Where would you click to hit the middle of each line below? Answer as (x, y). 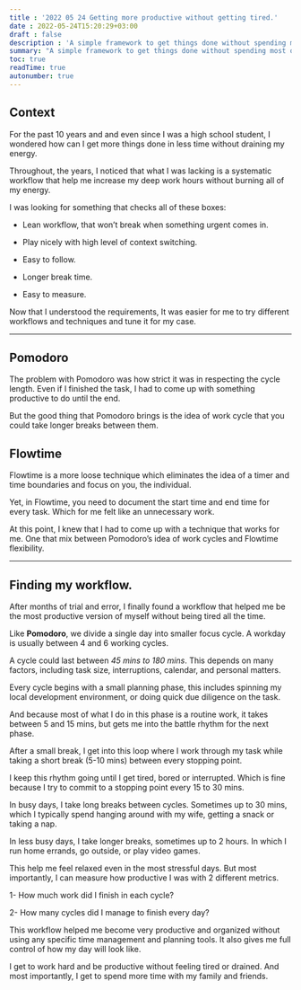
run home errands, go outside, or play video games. (105, 851)
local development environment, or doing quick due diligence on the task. (145, 697)
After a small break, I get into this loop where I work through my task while (146, 751)
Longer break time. (57, 277)
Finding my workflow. (71, 585)
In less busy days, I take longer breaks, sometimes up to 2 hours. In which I (148, 841)
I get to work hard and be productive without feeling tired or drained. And (144, 966)
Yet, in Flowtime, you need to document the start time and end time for (140, 502)
